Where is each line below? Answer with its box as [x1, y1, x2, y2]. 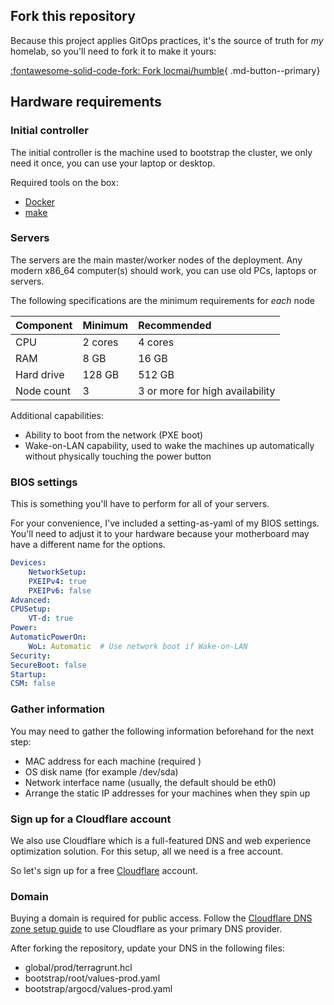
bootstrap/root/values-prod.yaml [24, 972, 161, 984]
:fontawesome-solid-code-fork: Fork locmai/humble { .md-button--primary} [10, 64, 321, 76]
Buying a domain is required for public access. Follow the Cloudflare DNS [10, 912, 313, 924]
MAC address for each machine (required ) [24, 755, 202, 767]
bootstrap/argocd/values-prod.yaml [24, 983, 173, 995]
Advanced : [10, 595, 52, 605]
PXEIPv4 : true [28, 576, 87, 586]
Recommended [138, 318, 212, 332]
